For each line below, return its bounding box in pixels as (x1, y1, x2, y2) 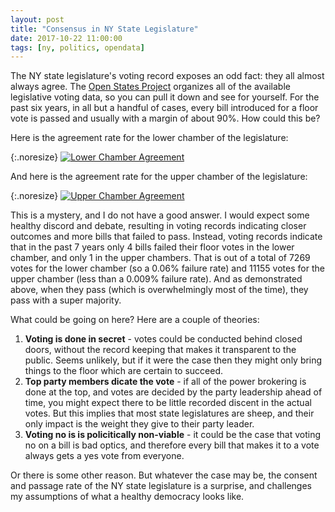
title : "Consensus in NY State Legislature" (10, 24, 199, 34)
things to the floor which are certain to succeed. (24, 365, 223, 377)
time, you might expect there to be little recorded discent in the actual (24, 397, 312, 409)
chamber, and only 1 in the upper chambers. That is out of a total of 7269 (10, 252, 311, 264)
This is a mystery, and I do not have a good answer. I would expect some (10, 209, 310, 221)
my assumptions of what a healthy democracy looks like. (10, 491, 245, 503)
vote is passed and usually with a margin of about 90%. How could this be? (10, 112, 321, 125)
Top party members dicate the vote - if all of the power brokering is (24, 376, 307, 388)
